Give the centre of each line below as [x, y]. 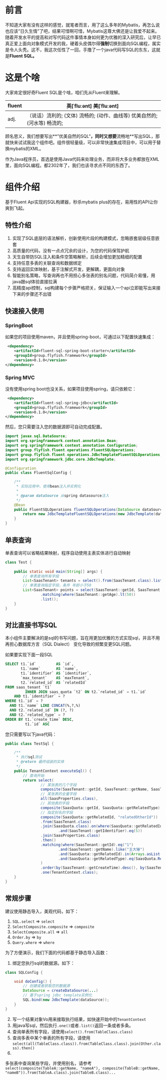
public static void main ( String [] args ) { [58, 572]
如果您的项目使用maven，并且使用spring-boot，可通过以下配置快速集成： [80, 337]
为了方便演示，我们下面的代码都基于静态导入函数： [57, 953]
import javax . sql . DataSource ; [36, 436]
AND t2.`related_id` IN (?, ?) [42, 710]
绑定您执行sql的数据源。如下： [43, 963]
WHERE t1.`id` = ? [24, 701]
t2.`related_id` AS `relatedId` [54, 683]
